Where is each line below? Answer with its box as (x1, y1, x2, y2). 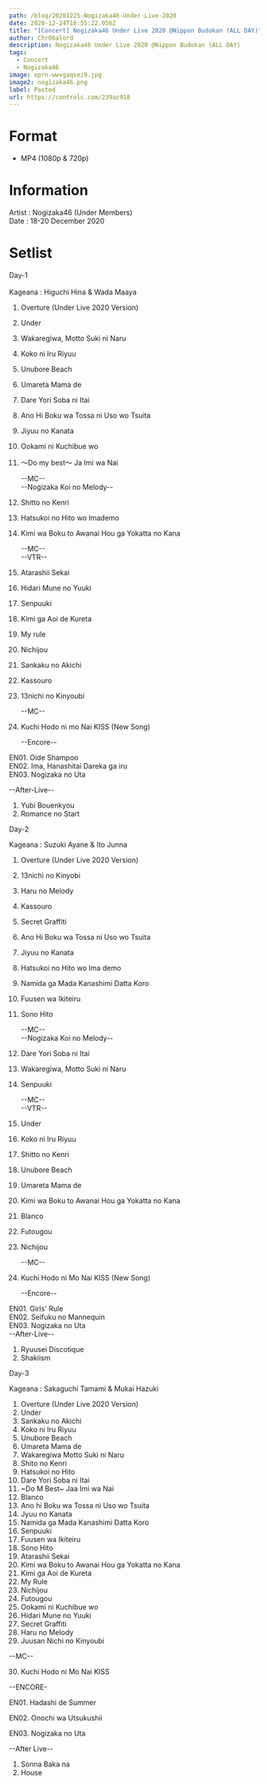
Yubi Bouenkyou (20, 800, 75, 810)
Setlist (9, 244, 52, 263)
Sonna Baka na (20, 1759, 71, 1769)
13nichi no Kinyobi (20, 871, 81, 880)
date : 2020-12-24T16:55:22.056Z (9, 19, 116, 27)
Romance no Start (20, 809, 80, 819)
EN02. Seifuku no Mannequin (9, 1312, 106, 1322)
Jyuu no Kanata (20, 1509, 72, 1519)
